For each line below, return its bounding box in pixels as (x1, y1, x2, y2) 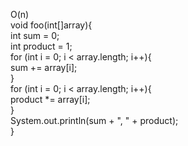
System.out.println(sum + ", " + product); (10, 115, 179, 126)
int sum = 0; (10, 30, 60, 41)
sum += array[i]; (10, 62, 78, 73)
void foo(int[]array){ (10, 19, 93, 31)
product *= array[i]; (10, 94, 91, 105)
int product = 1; (10, 40, 73, 52)
